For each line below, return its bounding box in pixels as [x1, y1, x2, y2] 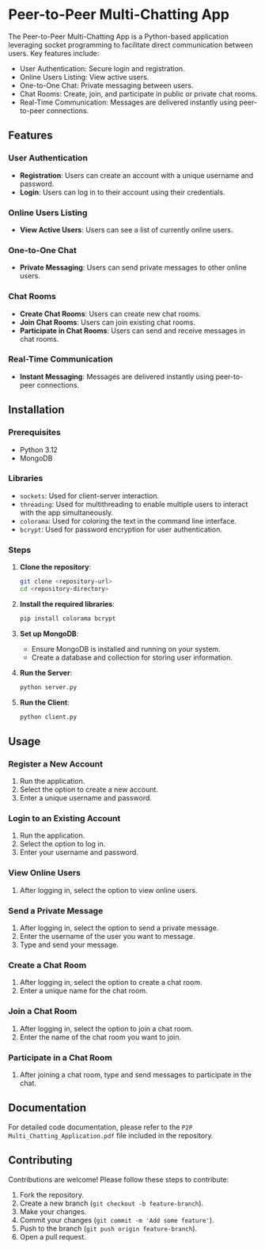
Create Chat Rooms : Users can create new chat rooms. [19, 308, 202, 318]
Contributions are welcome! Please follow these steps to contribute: [8, 1175, 229, 1184]
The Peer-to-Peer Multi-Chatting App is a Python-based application [8, 32, 229, 41]
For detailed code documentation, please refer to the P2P [8, 1122, 193, 1132]
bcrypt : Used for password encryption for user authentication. [19, 524, 223, 534]
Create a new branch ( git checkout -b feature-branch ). [19, 1198, 204, 1208]
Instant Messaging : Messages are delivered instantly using [19, 372, 214, 381]
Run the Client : [19, 698, 70, 707]
